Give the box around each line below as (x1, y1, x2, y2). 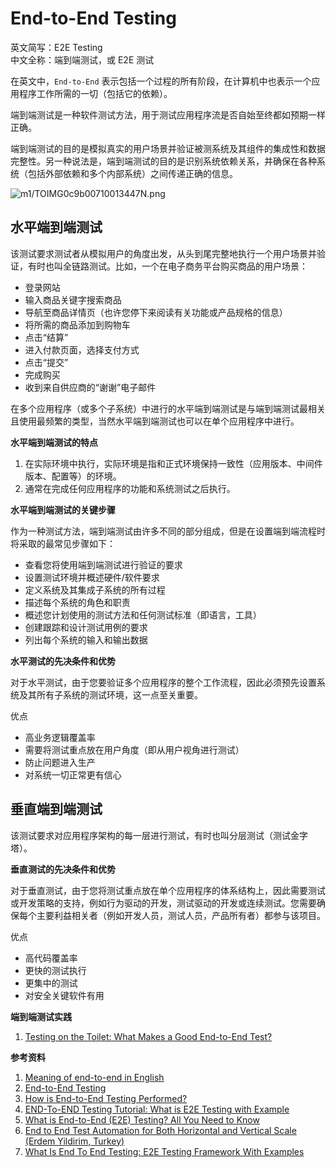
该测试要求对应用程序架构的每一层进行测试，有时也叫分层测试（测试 (10, 829, 291, 841)
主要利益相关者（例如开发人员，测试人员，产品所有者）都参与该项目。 (36, 909, 326, 921)
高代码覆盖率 (24, 952, 78, 964)
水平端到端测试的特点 (10, 436, 98, 448)
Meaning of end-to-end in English (24, 1071, 165, 1083)
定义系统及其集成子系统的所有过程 (24, 583, 166, 596)
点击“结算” (24, 331, 69, 343)
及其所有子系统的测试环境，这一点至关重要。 (18, 688, 203, 701)
